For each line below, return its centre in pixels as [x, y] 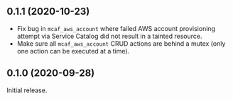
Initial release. [27, 90]
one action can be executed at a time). [73, 51]
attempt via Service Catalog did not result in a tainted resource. [109, 36]
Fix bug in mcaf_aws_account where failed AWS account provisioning [116, 28]
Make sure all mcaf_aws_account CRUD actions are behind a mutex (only [121, 43]
